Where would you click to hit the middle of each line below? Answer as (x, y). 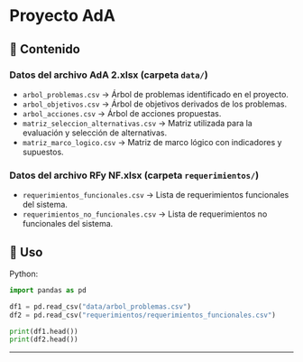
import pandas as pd (48, 290)
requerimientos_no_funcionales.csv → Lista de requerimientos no (145, 214)
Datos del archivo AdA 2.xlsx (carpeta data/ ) (109, 75)
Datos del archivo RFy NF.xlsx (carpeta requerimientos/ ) (134, 175)
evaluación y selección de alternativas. (95, 133)
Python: (24, 274)
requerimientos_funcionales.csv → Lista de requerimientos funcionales (156, 195)
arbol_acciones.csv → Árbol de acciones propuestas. (122, 113)
